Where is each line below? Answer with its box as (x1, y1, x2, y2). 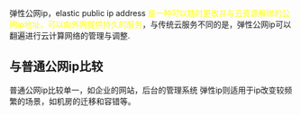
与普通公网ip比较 (9, 59, 104, 75)
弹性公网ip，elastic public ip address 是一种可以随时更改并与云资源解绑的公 (9, 8, 290, 18)
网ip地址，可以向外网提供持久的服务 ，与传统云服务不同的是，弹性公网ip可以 (9, 19, 291, 30)
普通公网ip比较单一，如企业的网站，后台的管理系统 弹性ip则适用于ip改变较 (9, 84, 285, 95)
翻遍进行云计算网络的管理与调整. (9, 31, 131, 40)
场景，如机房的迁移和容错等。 (24, 95, 136, 106)
